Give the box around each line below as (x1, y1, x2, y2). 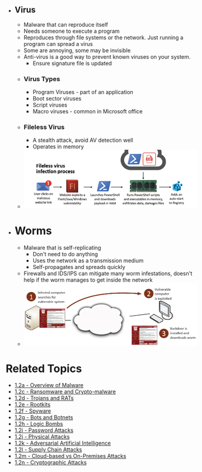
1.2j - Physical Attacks (14, 433, 70, 440)
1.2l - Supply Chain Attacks (14, 446, 82, 453)
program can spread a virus (23, 40, 93, 47)
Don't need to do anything (32, 250, 98, 258)
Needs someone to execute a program (23, 27, 120, 35)
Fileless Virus (23, 123, 65, 131)
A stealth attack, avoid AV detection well (32, 136, 133, 144)
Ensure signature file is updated (32, 59, 112, 67)
